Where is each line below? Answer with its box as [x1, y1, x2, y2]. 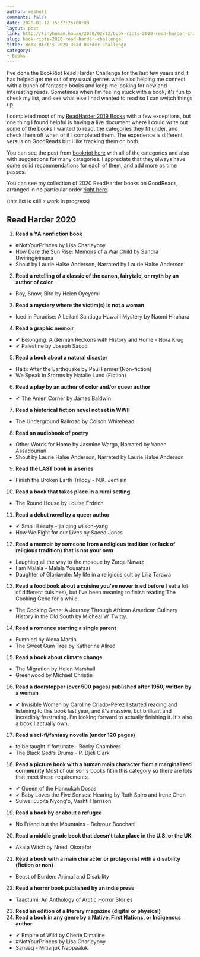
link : [7, 31, 20, 37]
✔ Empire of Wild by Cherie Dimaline [15, 931, 106, 939]
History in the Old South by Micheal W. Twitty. [15, 613, 128, 620]
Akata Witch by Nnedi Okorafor [15, 843, 92, 851]
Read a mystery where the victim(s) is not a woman [15, 301, 145, 309]
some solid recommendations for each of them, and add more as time [7, 162, 177, 169]
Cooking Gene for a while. [15, 595, 80, 602]
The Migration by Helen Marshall [15, 665, 96, 672]
